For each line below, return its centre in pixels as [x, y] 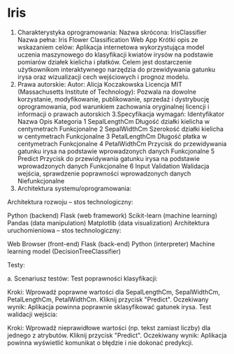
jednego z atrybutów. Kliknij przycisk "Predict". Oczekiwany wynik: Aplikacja [117, 335]
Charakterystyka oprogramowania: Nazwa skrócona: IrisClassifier [112, 32]
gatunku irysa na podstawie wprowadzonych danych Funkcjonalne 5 [116, 151]
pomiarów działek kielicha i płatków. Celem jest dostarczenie [104, 62]
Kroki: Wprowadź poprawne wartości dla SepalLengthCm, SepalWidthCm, [114, 292]
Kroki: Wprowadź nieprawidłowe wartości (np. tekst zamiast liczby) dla [109, 327]
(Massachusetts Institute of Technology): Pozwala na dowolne [107, 92]
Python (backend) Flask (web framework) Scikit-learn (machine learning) [112, 215]
